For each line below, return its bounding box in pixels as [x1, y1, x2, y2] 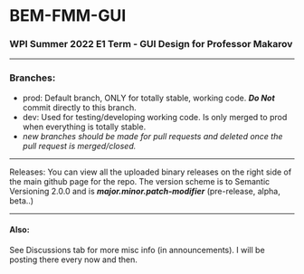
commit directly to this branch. [22, 101, 138, 113]
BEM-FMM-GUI [9, 5, 127, 26]
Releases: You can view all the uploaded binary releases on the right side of [9, 166, 292, 177]
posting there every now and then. [9, 254, 138, 265]
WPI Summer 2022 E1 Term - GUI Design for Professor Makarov [9, 38, 293, 51]
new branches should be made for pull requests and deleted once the [22, 130, 283, 141]
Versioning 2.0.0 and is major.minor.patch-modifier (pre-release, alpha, [9, 185, 280, 196]
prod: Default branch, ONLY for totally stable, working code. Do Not [22, 92, 276, 103]
